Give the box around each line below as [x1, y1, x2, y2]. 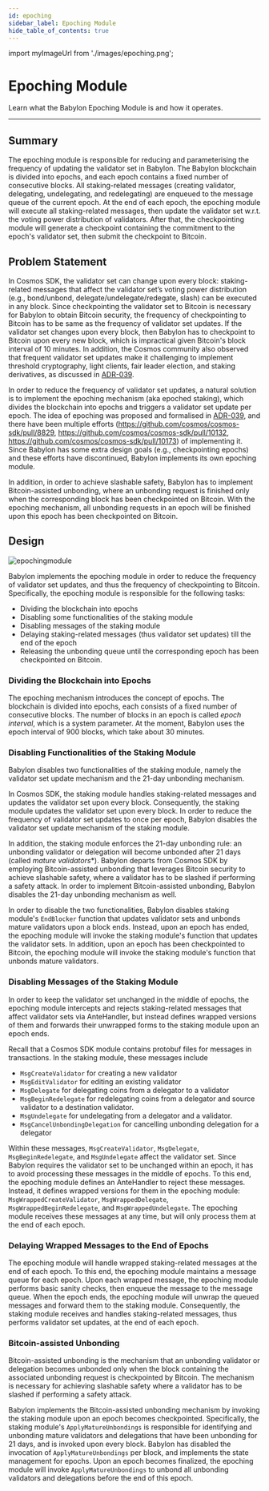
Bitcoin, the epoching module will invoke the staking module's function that [8, 948, 256, 958]
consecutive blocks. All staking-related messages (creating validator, [8, 181, 236, 191]
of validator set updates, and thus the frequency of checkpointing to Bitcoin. [8, 580, 260, 589]
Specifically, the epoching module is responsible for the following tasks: [8, 588, 246, 597]
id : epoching [8, 11, 52, 20]
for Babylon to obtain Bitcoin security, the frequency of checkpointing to [8, 310, 247, 319]
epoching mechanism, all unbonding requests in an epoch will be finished [8, 502, 251, 512]
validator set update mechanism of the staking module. [8, 823, 190, 833]
